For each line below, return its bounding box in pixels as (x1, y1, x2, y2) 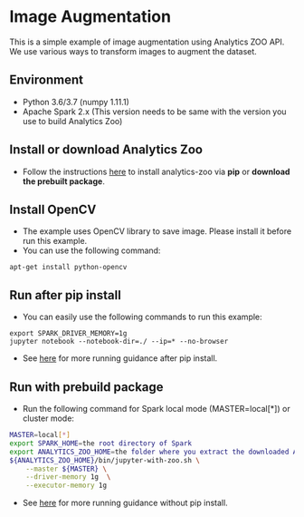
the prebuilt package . (22, 175, 106, 187)
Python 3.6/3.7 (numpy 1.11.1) (22, 96, 129, 107)
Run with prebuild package (9, 379, 165, 395)
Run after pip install (9, 288, 122, 303)
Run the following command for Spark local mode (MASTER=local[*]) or (22, 404, 291, 414)
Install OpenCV (9, 201, 97, 217)
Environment (9, 73, 84, 88)
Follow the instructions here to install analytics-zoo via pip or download (22, 166, 290, 177)
